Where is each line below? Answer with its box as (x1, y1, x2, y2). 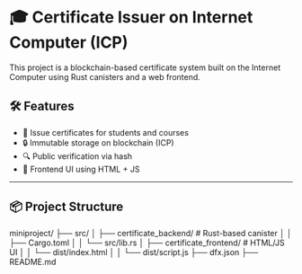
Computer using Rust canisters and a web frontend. (9, 71, 200, 82)
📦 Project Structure (9, 199, 124, 215)
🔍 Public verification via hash (22, 150, 133, 162)
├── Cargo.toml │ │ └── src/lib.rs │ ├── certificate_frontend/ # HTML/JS (9, 237, 285, 248)
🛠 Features (9, 99, 75, 114)
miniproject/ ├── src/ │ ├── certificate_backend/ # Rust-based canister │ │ (9, 227, 292, 238)
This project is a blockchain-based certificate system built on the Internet (9, 62, 281, 73)
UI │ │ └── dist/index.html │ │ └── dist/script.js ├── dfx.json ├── (9, 246, 259, 257)
